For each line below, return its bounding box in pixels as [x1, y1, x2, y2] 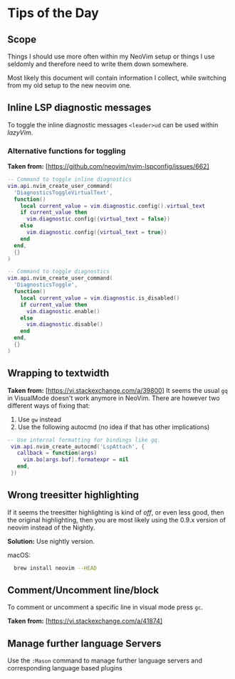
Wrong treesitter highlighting [7, 489, 140, 501]
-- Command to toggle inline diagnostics [7, 176, 132, 183]
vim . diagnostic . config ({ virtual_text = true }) [26, 229, 167, 236]
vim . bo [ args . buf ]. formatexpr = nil [23, 456, 130, 463]
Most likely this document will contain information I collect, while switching [7, 73, 226, 82]
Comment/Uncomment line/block [7, 584, 159, 596]
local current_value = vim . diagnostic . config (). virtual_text [20, 202, 205, 209]
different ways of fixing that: [7, 401, 90, 410]
